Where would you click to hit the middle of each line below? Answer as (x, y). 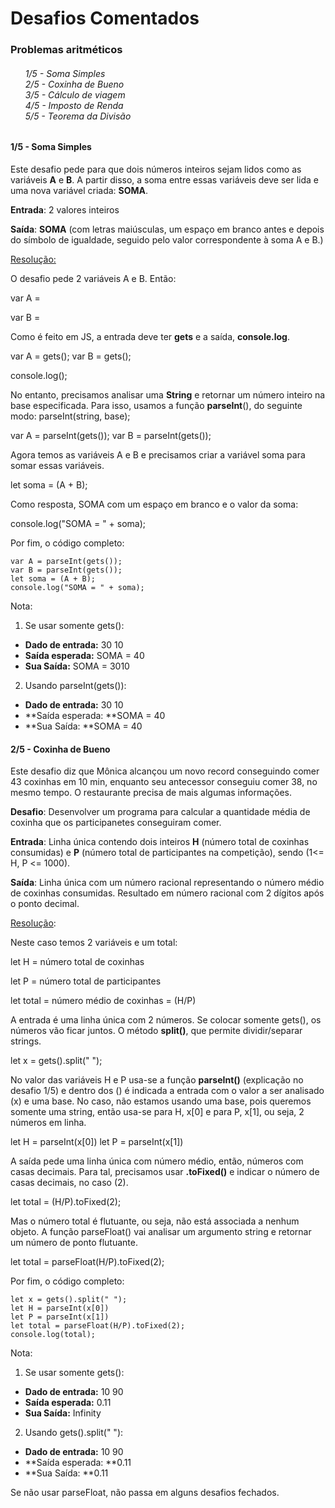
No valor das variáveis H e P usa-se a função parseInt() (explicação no (157, 1080)
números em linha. (48, 1123)
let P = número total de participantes (86, 981)
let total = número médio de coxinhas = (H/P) (103, 1001)
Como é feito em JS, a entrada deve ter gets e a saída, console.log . (150, 336)
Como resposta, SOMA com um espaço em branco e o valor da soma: (154, 504)
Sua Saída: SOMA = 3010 (77, 666)
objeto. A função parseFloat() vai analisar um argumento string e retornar (161, 1232)
